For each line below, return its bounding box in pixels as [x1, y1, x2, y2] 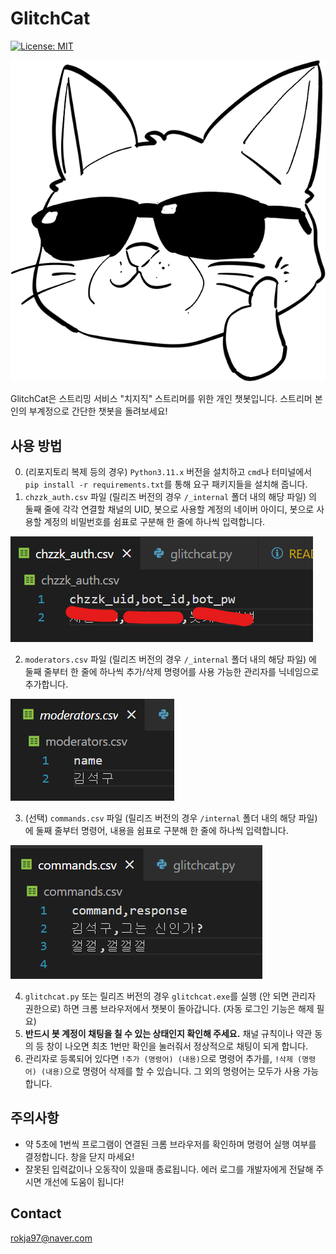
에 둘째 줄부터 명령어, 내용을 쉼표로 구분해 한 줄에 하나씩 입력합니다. [24, 825, 289, 837]
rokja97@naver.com [10, 1232, 93, 1244]
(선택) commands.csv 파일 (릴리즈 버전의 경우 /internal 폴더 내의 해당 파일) [24, 812, 318, 824]
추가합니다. [24, 678, 69, 691]
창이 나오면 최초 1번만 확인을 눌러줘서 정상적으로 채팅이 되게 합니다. [46, 1040, 309, 1052]
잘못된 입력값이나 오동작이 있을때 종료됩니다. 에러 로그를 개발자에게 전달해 [24, 1163, 314, 1175]
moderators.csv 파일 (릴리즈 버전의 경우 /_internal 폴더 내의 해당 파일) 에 [24, 653, 317, 666]
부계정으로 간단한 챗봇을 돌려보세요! [28, 405, 168, 417]
